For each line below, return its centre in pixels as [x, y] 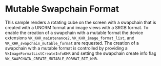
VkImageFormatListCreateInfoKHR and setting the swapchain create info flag [81, 53]
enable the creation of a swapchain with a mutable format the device [74, 33]
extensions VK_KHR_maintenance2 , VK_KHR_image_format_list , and [70, 38]
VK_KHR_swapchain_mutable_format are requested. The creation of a [72, 43]
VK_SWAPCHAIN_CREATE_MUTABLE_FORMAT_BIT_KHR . [52, 58]
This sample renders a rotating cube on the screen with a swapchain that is [80, 22]
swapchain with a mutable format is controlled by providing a [66, 48]
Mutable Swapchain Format [62, 9]
